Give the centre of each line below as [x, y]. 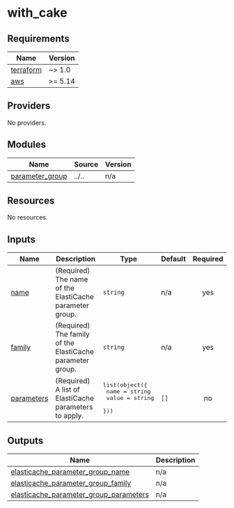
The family [73, 334]
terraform [26, 70]
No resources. [28, 217]
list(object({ [125, 385]
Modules [27, 145]
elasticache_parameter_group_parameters [80, 495]
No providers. [27, 123]
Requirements [38, 39]
